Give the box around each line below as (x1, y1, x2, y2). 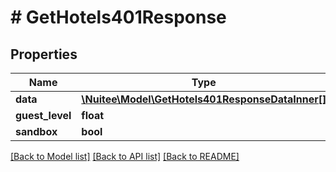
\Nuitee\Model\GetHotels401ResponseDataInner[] (81, 92, 327, 106)
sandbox (15, 125, 58, 138)
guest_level (15, 109, 72, 122)
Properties (10, 46, 78, 63)
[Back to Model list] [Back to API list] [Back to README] (10, 151, 240, 162)
